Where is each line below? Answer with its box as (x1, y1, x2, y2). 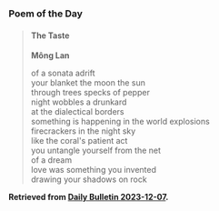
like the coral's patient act (30, 136, 128, 146)
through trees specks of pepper (30, 87, 151, 98)
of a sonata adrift (30, 67, 95, 79)
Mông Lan (30, 50, 70, 61)
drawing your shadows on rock (30, 174, 147, 185)
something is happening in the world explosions (30, 116, 210, 127)
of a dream (30, 155, 73, 166)
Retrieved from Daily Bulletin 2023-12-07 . (8, 192, 169, 203)
